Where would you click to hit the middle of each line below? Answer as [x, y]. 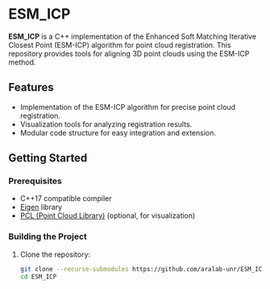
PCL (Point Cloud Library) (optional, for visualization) [108, 216]
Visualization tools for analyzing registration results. [106, 124]
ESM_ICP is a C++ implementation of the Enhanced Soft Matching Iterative [132, 36]
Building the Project [48, 237]
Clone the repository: [55, 254]
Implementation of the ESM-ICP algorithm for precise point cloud [128, 107]
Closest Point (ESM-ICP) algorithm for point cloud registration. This [120, 44]
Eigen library [41, 207]
